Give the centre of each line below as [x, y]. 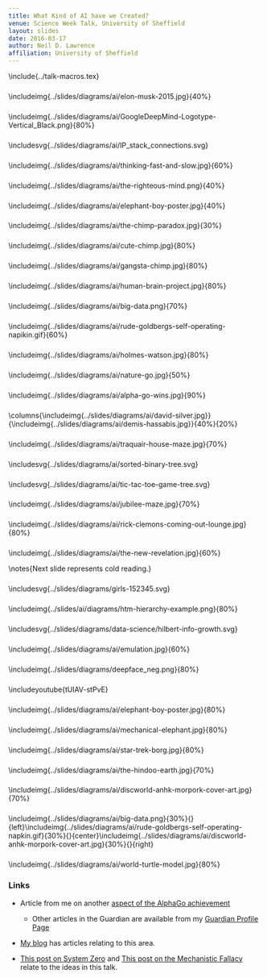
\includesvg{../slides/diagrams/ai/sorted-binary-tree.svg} [103, 464]
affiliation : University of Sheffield [73, 53]
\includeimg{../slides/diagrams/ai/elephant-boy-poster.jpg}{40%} [117, 206]
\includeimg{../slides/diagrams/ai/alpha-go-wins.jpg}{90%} [107, 395]
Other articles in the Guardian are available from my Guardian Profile [145, 918]
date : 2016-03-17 [37, 38]
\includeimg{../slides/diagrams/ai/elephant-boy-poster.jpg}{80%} [117, 710]
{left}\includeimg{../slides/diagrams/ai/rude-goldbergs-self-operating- [125, 827]
